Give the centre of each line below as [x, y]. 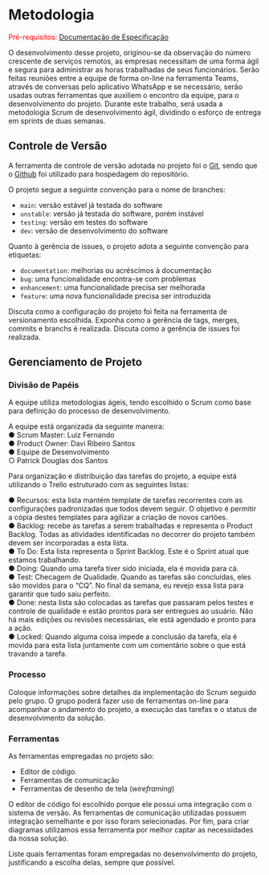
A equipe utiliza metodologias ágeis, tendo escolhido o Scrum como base [130, 402]
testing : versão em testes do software [84, 222]
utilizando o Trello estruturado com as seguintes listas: [99, 485]
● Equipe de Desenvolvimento [59, 452]
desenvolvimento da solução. [57, 718]
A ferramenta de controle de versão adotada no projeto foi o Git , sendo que [133, 165]
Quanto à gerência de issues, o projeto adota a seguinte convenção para [128, 246]
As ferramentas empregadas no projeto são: [82, 756]
